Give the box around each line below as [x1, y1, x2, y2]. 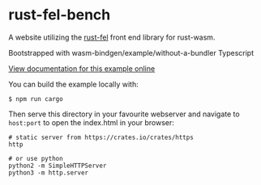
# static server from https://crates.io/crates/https [8, 133, 195, 141]
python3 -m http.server [8, 168, 89, 177]
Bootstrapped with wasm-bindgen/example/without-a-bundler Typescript [8, 48, 255, 57]
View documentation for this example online [8, 63, 156, 74]
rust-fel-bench [8, 6, 111, 24]
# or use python [8, 154, 63, 162]
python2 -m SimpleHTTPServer [8, 162, 107, 170]
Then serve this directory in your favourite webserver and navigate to [8, 109, 241, 119]
